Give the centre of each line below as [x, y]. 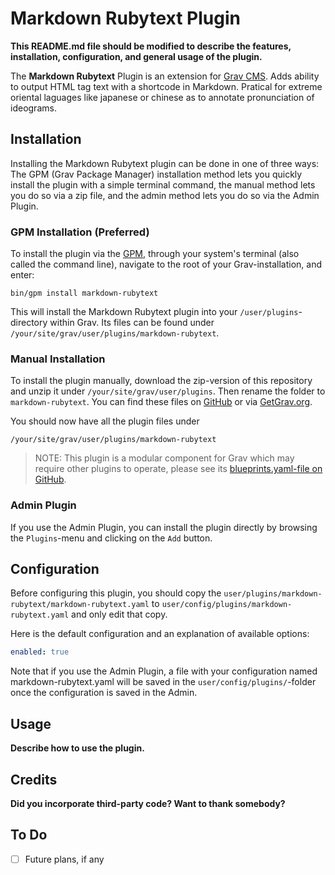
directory [29, 323]
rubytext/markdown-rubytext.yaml [80, 605]
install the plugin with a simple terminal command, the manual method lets [163, 184]
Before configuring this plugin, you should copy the [116, 593]
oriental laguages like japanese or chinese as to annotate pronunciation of [162, 97]
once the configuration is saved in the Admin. [104, 693]
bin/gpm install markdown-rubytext [84, 293]
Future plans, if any [64, 859]
